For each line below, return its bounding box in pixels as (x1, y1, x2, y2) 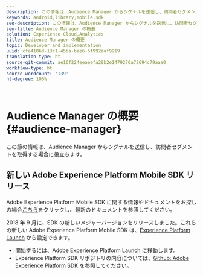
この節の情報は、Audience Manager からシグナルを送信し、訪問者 (6, 143, 172, 151)
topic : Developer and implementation (6, 43, 101, 49)
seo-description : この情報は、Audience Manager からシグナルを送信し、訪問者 (6, 20, 188, 26)
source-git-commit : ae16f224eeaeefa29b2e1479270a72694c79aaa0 (6, 59, 166, 65)
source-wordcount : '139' (6, 71, 69, 77)
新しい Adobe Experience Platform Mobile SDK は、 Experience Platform (11, 226, 191, 233)
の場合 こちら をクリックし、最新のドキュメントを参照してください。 (6, 206, 176, 213)
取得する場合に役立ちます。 (16, 151, 86, 158)
